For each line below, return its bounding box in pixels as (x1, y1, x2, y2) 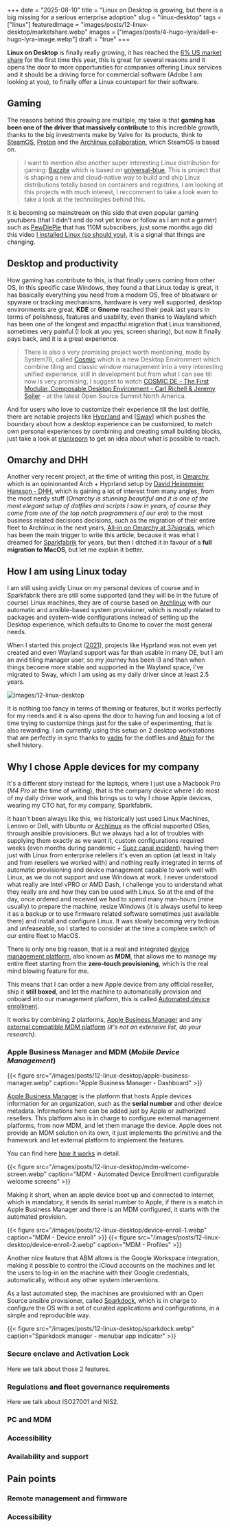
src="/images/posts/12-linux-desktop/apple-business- (36, 1071, 191, 1080)
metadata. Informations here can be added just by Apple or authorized (7, 1107, 206, 1115)
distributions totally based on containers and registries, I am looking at (23, 180, 223, 189)
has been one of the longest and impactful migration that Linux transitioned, (7, 320, 222, 328)
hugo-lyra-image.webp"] (7, 35, 78, 43)
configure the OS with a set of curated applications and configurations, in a (7, 1304, 220, 1312)
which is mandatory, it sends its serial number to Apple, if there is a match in (7, 1198, 223, 1206)
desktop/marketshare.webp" (7, 28, 88, 36)
